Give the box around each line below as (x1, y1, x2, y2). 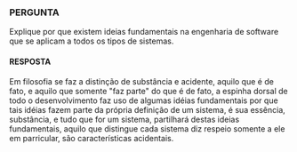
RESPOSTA (9, 56, 52, 67)
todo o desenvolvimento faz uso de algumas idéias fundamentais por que (9, 95, 278, 106)
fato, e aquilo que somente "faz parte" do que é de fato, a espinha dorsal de (9, 85, 288, 96)
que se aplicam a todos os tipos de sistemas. (9, 36, 174, 46)
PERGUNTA (9, 6, 60, 19)
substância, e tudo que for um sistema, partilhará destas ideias (9, 114, 240, 124)
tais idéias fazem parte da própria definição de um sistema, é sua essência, (9, 104, 286, 115)
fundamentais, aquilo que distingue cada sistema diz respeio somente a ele (9, 123, 285, 134)
